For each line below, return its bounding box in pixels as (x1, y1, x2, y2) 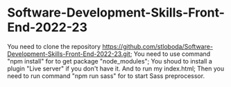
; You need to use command (130, 50, 211, 58)
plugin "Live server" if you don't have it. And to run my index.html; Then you (7, 64, 224, 72)
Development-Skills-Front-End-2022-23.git (7, 50, 130, 58)
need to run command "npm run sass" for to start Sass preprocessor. (7, 71, 205, 80)
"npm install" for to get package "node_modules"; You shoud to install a (7, 57, 213, 65)
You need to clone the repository (7, 42, 101, 50)
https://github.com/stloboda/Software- (102, 42, 214, 50)
